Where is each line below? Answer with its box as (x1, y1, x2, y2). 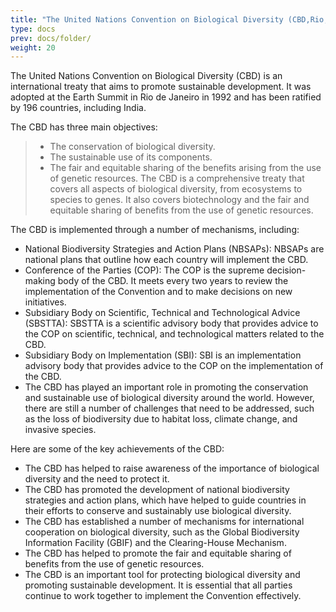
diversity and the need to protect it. (24, 473, 170, 485)
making (24, 275, 56, 287)
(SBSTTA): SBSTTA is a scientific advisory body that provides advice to (24, 317, 319, 330)
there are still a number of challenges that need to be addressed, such (24, 402, 315, 415)
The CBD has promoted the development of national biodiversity (24, 484, 290, 496)
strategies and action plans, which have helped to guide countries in (24, 494, 307, 506)
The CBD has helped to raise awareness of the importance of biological (24, 462, 320, 475)
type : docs (10, 24, 56, 34)
